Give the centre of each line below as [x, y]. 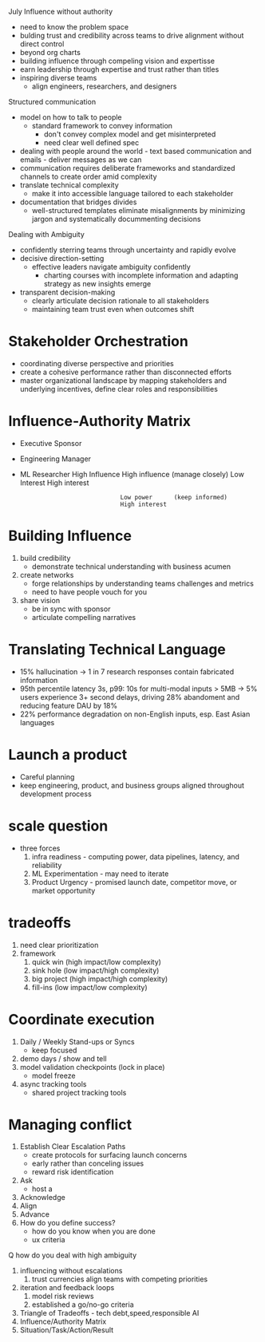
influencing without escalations [71, 1271]
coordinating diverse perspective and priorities [97, 363]
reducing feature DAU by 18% [69, 705]
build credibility [45, 558]
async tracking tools [53, 1083]
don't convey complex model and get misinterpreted [130, 134]
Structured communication [52, 102]
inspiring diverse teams [58, 78]
